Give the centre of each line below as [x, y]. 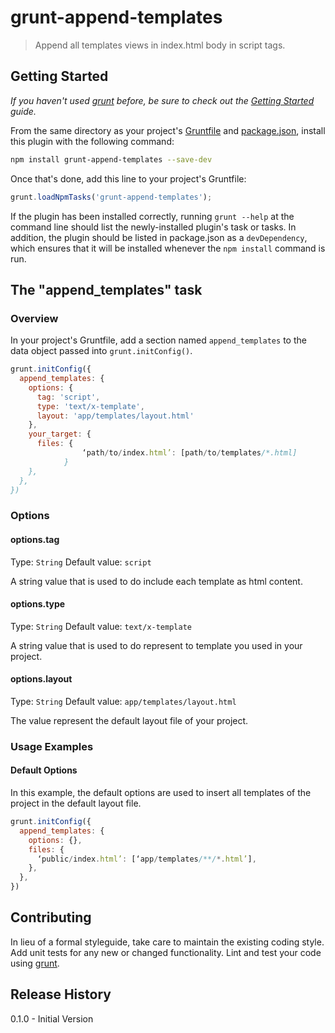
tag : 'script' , [68, 397]
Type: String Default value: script [81, 562]
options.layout [41, 679]
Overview [34, 318]
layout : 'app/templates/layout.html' [115, 416]
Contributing [51, 917]
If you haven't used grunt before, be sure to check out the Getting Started [162, 100]
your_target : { [60, 434]
